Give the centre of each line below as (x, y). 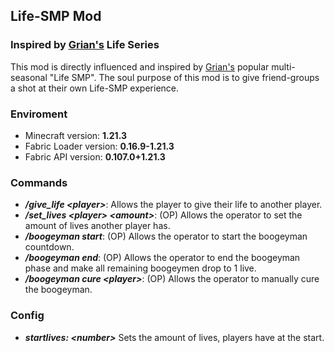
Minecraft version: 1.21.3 (76, 135)
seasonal (29, 77)
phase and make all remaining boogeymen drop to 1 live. (140, 268)
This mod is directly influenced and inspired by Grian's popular (140, 66)
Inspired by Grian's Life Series (85, 45)
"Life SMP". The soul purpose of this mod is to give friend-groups (184, 77)
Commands (39, 182)
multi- (283, 66)
